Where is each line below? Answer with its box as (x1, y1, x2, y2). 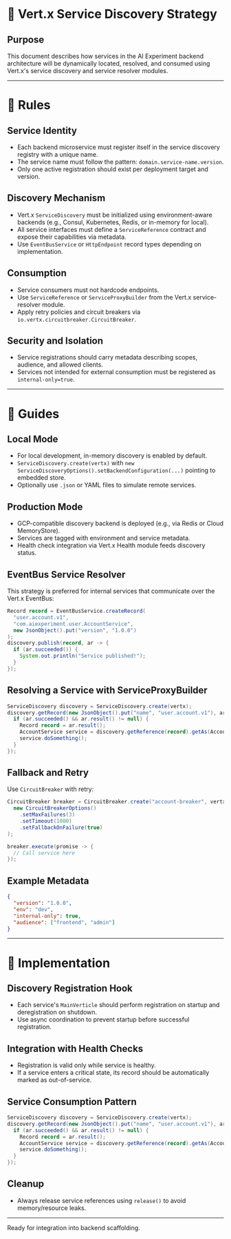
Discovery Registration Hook (7, 982, 133, 994)
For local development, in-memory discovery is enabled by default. (16, 451, 208, 460)
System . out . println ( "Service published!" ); (19, 652, 146, 660)
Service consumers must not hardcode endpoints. (16, 286, 159, 294)
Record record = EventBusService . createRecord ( (7, 607, 146, 615)
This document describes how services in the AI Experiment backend (7, 52, 204, 60)
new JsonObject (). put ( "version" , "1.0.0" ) (13, 627, 137, 634)
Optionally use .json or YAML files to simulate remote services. (16, 481, 197, 489)
